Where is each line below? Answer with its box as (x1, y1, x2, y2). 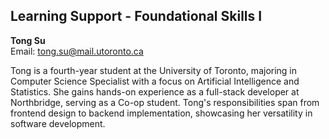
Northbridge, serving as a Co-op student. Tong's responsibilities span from (10, 96, 320, 108)
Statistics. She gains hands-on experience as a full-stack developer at (10, 85, 300, 98)
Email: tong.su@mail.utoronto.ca (10, 45, 144, 57)
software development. (10, 117, 106, 129)
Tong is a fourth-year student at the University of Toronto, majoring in (10, 64, 298, 76)
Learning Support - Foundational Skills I (10, 8, 263, 25)
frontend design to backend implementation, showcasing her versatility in (10, 107, 313, 119)
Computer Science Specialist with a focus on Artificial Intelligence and (10, 75, 300, 87)
